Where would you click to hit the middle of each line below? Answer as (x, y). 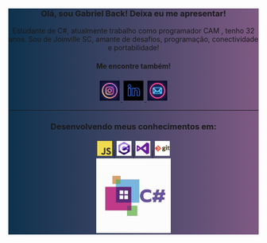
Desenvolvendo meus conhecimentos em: (133, 127)
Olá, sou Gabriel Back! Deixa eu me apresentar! (133, 14)
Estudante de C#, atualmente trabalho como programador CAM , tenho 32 (133, 31)
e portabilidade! (133, 48)
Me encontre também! (133, 66)
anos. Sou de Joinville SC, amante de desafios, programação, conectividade (133, 39)
